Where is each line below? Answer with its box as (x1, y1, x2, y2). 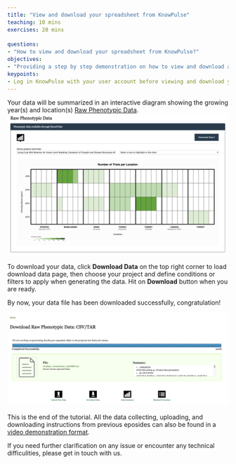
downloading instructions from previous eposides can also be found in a (7, 420, 216, 429)
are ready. (7, 285, 37, 293)
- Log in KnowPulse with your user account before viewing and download (7, 78, 225, 85)
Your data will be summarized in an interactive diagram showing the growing (7, 98, 228, 107)
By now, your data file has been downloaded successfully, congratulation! (7, 298, 221, 307)
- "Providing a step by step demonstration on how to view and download (7, 63, 225, 70)
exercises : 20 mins (7, 26, 65, 33)
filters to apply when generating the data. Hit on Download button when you (7, 277, 228, 286)
